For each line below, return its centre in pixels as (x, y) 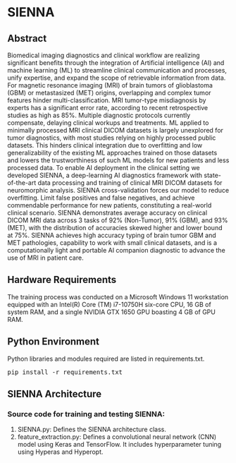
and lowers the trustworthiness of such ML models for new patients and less (118, 160)
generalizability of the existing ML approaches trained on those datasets (112, 153)
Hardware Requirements (62, 280)
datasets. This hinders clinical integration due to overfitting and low (105, 145)
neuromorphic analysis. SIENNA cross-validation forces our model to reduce (118, 190)
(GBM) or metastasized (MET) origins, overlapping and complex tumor (109, 93)
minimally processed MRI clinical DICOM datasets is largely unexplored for (116, 130)
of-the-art (22, 183)
